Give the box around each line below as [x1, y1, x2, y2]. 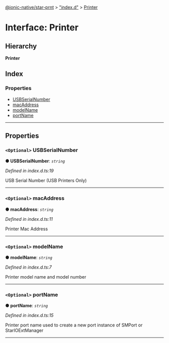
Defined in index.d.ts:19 [5, 168, 54, 174]
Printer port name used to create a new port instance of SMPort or [5, 322, 143, 328]
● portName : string [5, 303, 48, 309]
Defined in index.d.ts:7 [5, 264, 52, 270]
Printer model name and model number [5, 274, 87, 280]
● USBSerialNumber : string [5, 158, 65, 164]
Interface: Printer [5, 22, 79, 33]
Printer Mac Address [5, 226, 48, 232]
